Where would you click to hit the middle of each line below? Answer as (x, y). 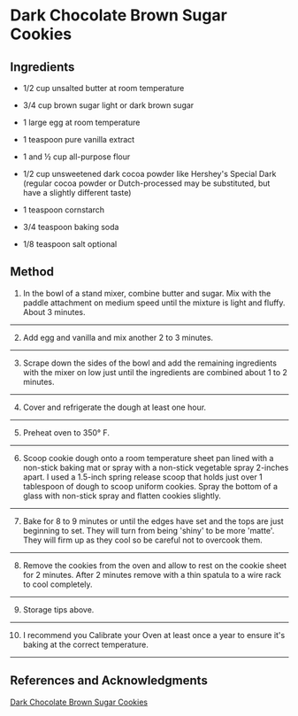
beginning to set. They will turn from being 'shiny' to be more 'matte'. (149, 530)
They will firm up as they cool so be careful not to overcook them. (143, 540)
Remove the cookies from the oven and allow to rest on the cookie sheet (154, 565)
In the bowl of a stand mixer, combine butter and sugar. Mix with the (147, 293)
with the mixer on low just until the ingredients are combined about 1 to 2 (155, 372)
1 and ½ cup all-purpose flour (76, 157)
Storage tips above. (58, 609)
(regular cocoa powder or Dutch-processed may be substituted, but (146, 183)
